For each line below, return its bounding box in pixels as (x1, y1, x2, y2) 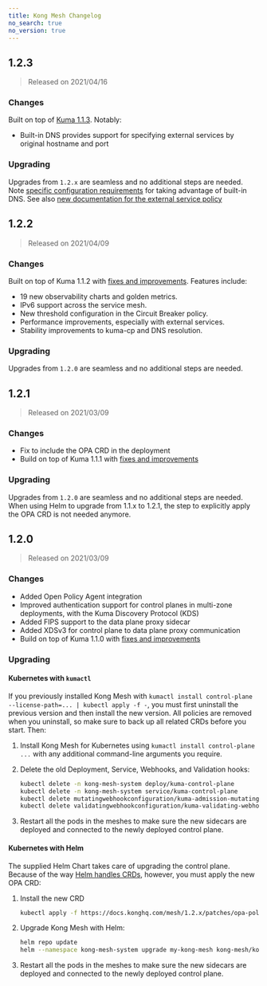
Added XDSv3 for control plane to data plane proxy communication (19, 625, 241, 634)
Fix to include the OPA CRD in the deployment (19, 446, 171, 455)
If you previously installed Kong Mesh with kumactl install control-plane (8, 691, 253, 701)
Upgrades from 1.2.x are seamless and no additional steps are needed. (8, 177, 243, 187)
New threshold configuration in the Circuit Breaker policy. (19, 308, 209, 318)
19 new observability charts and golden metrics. (19, 292, 178, 301)
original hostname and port (19, 139, 109, 148)
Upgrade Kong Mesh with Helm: (19, 923, 125, 933)
